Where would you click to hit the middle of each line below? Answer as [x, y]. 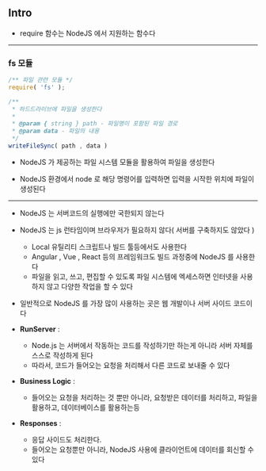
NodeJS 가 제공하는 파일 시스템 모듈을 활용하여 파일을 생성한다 [117, 162]
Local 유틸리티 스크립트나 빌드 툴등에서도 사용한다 [109, 247]
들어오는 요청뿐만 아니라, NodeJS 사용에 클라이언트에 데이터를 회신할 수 [143, 449]
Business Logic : [47, 381]
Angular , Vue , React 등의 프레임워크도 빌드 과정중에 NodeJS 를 [133, 256]
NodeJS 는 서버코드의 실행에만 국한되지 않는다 [92, 213]
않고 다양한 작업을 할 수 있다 [89, 286]
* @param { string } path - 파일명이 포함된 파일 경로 [95, 124]
